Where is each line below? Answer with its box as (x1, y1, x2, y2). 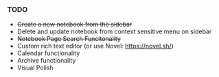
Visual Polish (16, 63, 54, 72)
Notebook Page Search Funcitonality (16, 35, 122, 43)
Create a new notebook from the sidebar (16, 20, 132, 29)
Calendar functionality (16, 49, 80, 57)
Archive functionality (16, 57, 76, 65)
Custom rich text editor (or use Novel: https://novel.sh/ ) (16, 42, 174, 50)
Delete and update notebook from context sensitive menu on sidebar (16, 27, 212, 35)
